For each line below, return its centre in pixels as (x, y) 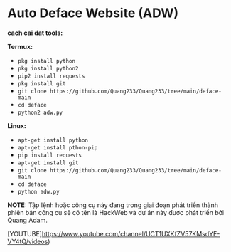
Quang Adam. (28, 220)
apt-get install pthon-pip (58, 147)
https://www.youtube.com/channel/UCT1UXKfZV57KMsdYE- (131, 233)
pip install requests (49, 155)
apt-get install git (48, 163)
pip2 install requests (51, 76)
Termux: (20, 46)
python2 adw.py (40, 112)
